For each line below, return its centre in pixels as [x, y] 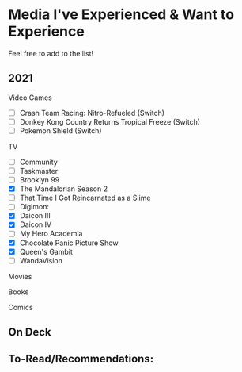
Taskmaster [39, 171]
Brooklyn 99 [40, 180]
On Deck [30, 332]
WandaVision [41, 260]
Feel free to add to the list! [51, 53]
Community [38, 162]
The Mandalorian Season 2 [64, 189]
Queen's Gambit [46, 251]
